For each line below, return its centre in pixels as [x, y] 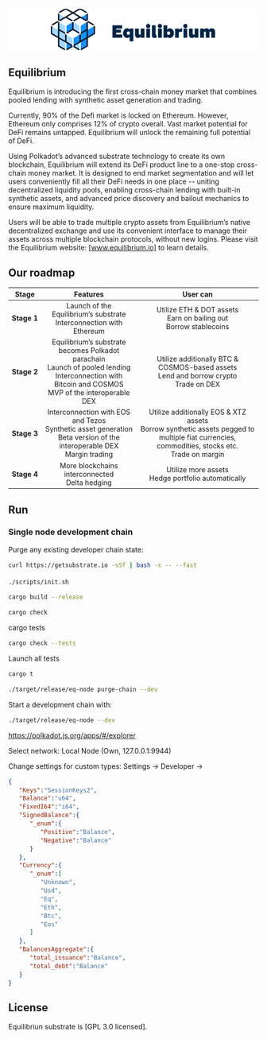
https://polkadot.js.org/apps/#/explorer [72, 735]
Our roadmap [42, 272]
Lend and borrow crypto [197, 376]
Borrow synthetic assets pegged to [197, 429]
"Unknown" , [58, 882]
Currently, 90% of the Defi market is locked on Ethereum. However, [118, 115]
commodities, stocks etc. [197, 446]
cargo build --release [46, 597]
